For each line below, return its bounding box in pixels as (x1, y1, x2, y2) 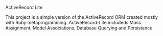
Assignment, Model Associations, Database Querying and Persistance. (5, 25, 154, 31)
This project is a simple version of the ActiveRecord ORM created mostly (5, 14, 158, 20)
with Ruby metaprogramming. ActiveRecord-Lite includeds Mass (5, 20, 142, 25)
